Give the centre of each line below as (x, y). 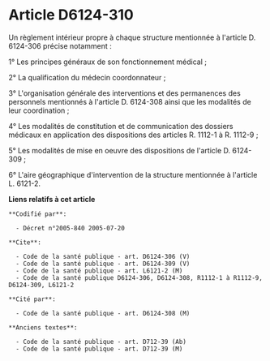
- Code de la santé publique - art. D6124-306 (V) (103, 256)
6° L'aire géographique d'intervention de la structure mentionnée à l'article (133, 174)
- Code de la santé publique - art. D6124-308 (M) (103, 313)
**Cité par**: (32, 299)
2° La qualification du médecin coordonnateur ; (87, 77)
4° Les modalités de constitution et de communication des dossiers (121, 126)
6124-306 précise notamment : (60, 45)
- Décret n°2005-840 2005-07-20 (71, 228)
